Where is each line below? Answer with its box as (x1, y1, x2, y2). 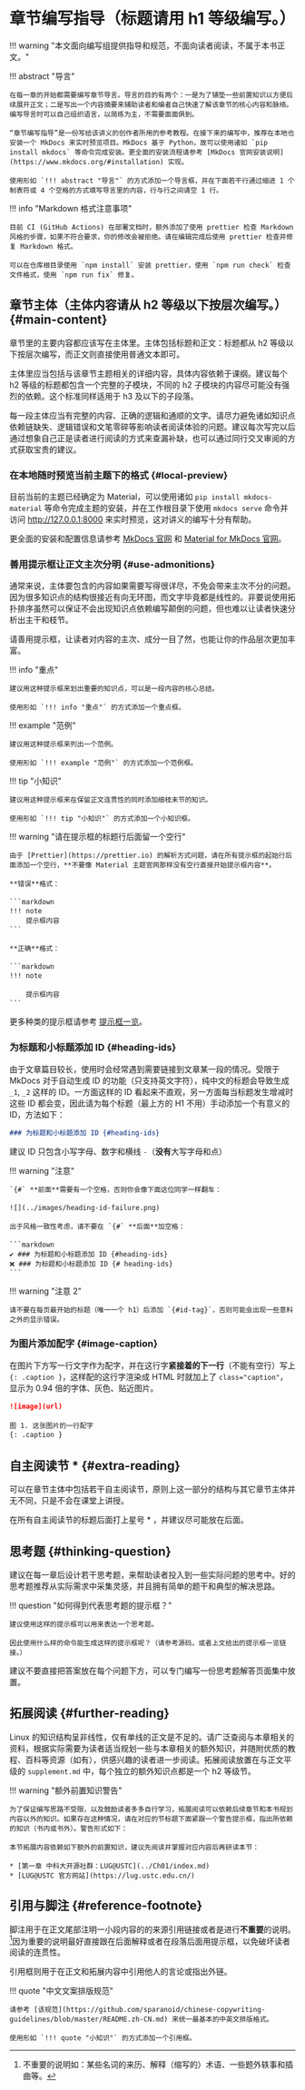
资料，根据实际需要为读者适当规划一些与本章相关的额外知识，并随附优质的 (9, 1742, 288, 1753)
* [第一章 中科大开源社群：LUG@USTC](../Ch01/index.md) (9, 1861, 211, 1870)
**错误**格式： (9, 880, 61, 889)
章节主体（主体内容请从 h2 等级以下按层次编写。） (9, 297, 287, 313)
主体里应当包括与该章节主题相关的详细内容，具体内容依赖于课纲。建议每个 (9, 368, 288, 379)
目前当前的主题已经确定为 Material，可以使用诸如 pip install (9, 491, 241, 502)
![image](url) (9, 1402, 64, 1411)
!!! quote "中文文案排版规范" (9, 1986, 113, 1996)
